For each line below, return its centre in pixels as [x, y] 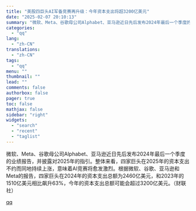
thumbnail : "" [23, 77]
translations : [23, 50]
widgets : [17, 120]
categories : [20, 28]
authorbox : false [27, 93]
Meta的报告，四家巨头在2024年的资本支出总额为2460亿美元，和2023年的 [95, 175]
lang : [13, 39]
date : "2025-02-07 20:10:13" [41, 17]
